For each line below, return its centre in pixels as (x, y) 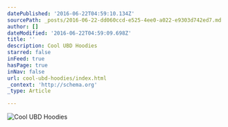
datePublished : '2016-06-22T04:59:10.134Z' (71, 14)
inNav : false (26, 71)
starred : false (29, 53)
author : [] (23, 26)
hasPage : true (28, 65)
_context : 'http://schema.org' (52, 85)
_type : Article (29, 91)
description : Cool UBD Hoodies (52, 46)
